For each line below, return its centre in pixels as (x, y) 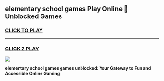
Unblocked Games (34, 17)
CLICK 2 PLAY (22, 49)
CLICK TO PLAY (24, 31)
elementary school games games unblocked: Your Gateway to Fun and (78, 68)
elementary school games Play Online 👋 (67, 9)
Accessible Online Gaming (32, 73)
